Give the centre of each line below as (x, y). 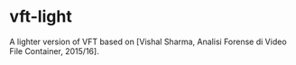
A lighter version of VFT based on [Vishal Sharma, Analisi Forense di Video (148, 42)
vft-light (41, 17)
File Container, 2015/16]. (54, 51)
